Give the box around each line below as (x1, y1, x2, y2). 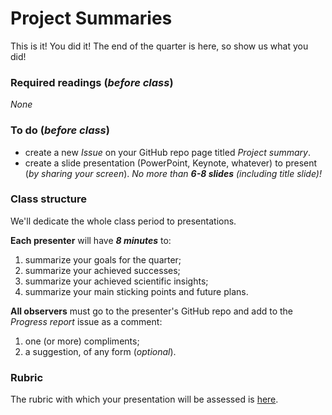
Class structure (10, 192, 88, 206)
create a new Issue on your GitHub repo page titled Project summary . (24, 146, 311, 158)
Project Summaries (10, 7, 173, 30)
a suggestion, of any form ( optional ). (24, 345, 177, 357)
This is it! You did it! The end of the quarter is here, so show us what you (10, 40, 309, 52)
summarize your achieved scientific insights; (24, 275, 209, 287)
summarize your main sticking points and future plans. (24, 285, 249, 297)
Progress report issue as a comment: (10, 315, 163, 327)
